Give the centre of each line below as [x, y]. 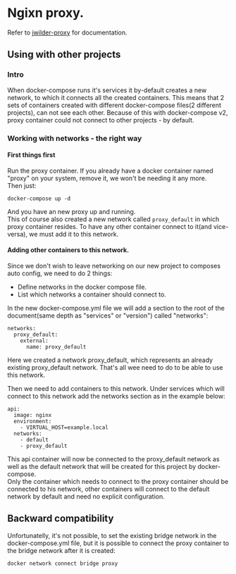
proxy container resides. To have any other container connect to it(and [110, 226]
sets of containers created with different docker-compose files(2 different [114, 105]
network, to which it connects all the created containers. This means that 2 [116, 97]
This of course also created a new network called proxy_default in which [113, 219]
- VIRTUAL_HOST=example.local [64, 428]
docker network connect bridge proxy [63, 563]
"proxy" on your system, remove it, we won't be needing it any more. [107, 178]
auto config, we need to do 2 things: [60, 273]
